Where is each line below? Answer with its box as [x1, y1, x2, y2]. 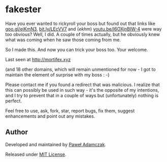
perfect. [5, 98, 22, 104]
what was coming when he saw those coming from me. [5, 37, 121, 43]
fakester [5, 4, 42, 15]
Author [5, 128, 28, 137]
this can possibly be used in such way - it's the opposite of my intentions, [5, 87, 159, 93]
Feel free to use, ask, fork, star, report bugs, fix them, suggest [5, 107, 135, 114]
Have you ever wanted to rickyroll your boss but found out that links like [5, 20, 156, 26]
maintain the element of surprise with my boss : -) [5, 71, 110, 77]
